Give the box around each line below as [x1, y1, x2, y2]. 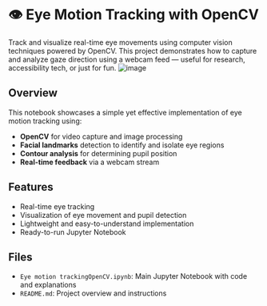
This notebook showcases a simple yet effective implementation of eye [8, 107, 242, 117]
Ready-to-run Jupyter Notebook [19, 227, 126, 236]
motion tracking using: [8, 116, 82, 126]
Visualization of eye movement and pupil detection [19, 210, 187, 219]
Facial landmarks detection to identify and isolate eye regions [19, 140, 225, 150]
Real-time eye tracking [19, 201, 95, 211]
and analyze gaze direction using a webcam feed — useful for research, [8, 54, 245, 64]
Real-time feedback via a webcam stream [19, 157, 160, 167]
